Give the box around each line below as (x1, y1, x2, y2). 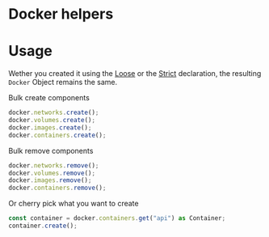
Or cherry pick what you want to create (8, 199, 139, 209)
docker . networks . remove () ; (8, 161, 99, 170)
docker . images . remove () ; (8, 176, 92, 184)
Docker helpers (8, 5, 114, 23)
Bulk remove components (8, 146, 94, 155)
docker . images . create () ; (8, 123, 92, 132)
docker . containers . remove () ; (8, 184, 107, 193)
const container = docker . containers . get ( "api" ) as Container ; (8, 214, 226, 222)
